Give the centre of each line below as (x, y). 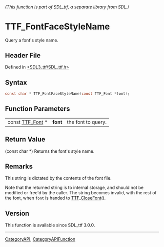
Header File (23, 55)
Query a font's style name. (32, 40)
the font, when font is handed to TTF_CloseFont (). (55, 198)
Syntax (16, 82)
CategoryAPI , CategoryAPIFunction (40, 239)
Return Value (25, 139)
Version (17, 213)
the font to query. (87, 122)
